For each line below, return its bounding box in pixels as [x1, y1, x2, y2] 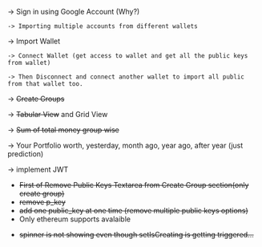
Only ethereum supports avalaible [18, 214, 131, 224]
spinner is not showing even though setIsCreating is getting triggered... [18, 230, 254, 239]
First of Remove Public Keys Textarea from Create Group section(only [18, 180, 249, 189]
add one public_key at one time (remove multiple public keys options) [18, 206, 249, 215]
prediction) [7, 149, 44, 159]
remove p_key [18, 197, 66, 207]
